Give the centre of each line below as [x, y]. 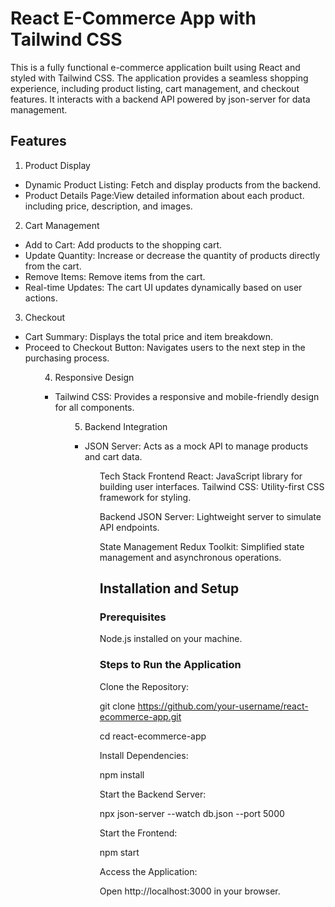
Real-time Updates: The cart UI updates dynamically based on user [163, 287]
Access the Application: [148, 871]
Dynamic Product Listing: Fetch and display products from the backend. [173, 184]
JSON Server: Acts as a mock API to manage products [196, 446]
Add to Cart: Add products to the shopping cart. [123, 244]
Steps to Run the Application [170, 665]
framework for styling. [145, 497]
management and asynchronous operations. [190, 557]
